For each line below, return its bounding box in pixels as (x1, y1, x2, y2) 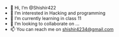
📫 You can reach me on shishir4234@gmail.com (10, 26, 114, 32)
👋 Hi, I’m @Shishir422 (10, 5, 56, 10)
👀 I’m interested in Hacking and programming (10, 10, 106, 16)
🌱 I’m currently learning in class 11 (10, 15, 82, 21)
